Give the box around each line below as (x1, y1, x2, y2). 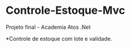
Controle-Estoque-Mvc (5, 4, 126, 17)
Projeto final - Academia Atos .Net (5, 23, 91, 31)
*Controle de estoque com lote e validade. (5, 35, 113, 42)
